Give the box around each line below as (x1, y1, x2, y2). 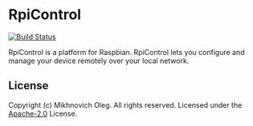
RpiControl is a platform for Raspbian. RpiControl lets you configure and (8, 47, 245, 57)
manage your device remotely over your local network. (8, 56, 190, 65)
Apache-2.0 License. (8, 108, 78, 118)
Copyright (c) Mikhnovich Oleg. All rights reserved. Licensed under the (8, 100, 243, 109)
